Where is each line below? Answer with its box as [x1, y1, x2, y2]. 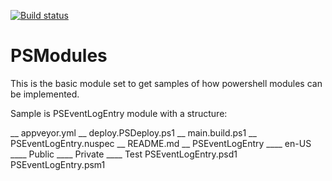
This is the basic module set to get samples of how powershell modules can [10, 77, 323, 89]
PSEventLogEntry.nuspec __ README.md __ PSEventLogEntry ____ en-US [10, 137, 312, 149]
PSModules [10, 45, 108, 67]
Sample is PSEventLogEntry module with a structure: [10, 107, 228, 119]
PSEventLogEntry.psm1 [10, 158, 106, 170]
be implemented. [10, 88, 80, 100]
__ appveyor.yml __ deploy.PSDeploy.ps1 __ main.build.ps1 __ [10, 126, 257, 139]
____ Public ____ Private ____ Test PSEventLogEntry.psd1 [10, 148, 238, 160]
